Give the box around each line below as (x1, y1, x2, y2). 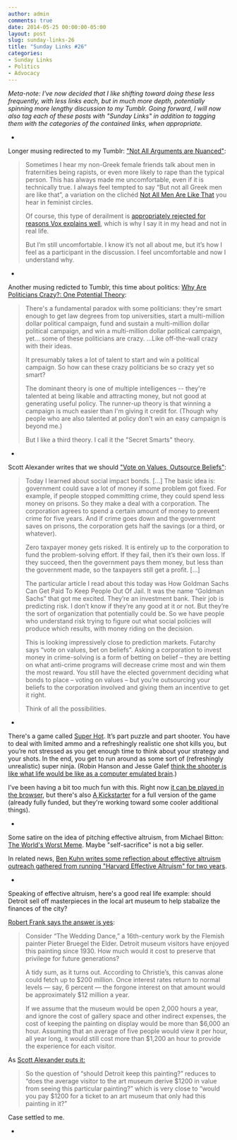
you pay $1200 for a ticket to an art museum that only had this (25, 1091, 206, 1100)
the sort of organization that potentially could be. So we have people (25, 609, 225, 618)
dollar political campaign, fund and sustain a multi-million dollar (25, 319, 210, 328)
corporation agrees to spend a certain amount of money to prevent (25, 507, 220, 515)
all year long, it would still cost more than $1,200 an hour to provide (25, 1034, 221, 1042)
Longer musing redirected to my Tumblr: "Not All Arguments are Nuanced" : (8, 146, 226, 155)
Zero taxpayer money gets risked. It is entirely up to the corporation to (25, 543, 230, 551)
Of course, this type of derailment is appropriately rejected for (25, 212, 206, 220)
